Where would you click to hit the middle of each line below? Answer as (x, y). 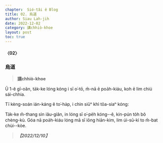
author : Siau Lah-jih (27, 19)
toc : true (15, 37)
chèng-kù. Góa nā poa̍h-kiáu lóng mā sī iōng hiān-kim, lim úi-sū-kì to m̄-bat (81, 120)
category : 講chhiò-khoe (29, 28)
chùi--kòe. (16, 125)
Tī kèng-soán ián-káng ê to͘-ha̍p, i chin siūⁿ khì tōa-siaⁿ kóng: (67, 104)
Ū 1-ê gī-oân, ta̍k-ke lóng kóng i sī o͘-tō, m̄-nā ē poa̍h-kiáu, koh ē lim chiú (79, 89)
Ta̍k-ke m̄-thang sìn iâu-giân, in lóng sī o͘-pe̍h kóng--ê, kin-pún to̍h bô (76, 114)
